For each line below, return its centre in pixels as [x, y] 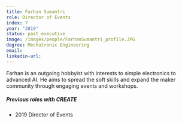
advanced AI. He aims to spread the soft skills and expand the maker [91, 79]
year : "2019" [22, 28]
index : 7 [17, 23]
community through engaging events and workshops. [72, 86]
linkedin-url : [24, 56]
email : [14, 51]
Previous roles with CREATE [42, 100]
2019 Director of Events [44, 115]
